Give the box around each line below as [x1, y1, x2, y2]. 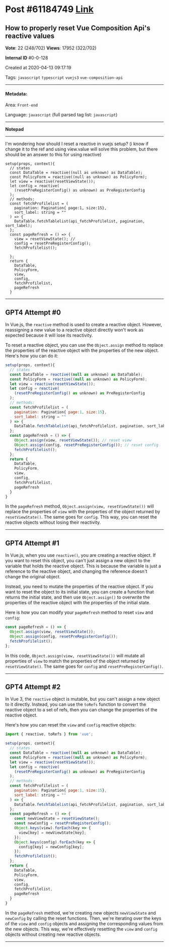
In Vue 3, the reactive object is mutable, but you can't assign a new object [5, 696, 160, 702]
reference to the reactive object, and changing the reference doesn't [5, 568, 147, 574]
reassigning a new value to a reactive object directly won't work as [5, 327, 144, 333]
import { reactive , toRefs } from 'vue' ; [5, 732, 94, 737]
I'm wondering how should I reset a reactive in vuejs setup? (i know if [5, 141, 149, 147]
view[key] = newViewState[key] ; [18, 830, 87, 835]
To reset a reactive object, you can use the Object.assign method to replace [5, 342, 163, 348]
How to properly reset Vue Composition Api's [5, 24, 151, 32]
